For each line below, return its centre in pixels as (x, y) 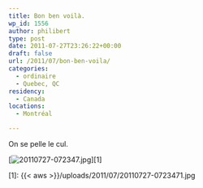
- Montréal (34, 114)
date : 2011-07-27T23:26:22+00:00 (65, 46)
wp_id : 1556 (28, 23)
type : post (27, 38)
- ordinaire (36, 76)
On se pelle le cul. (39, 144)
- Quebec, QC (38, 83)
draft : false (30, 53)
